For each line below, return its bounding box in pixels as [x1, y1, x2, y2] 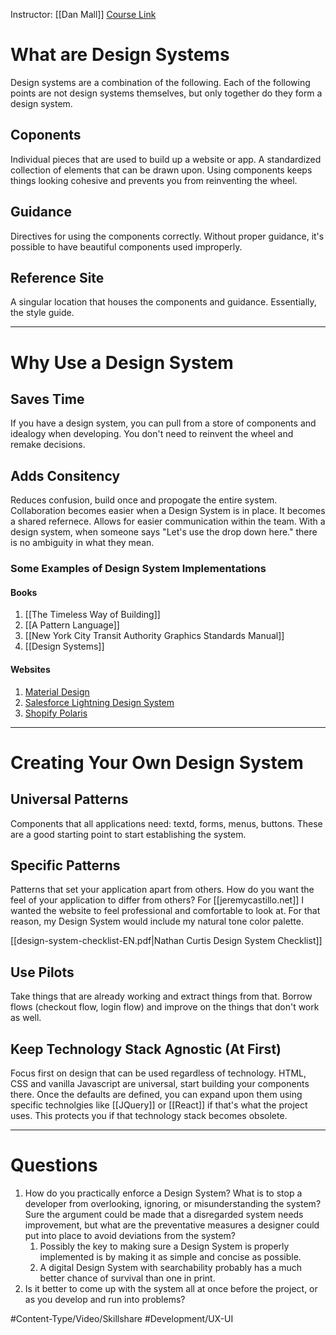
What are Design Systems [10, 44, 230, 66]
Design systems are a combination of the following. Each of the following [10, 76, 311, 88]
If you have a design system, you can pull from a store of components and [10, 417, 317, 429]
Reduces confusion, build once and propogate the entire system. [10, 494, 278, 506]
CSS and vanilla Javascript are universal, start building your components [10, 1077, 310, 1089]
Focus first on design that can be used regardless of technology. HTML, [10, 1067, 307, 1079]
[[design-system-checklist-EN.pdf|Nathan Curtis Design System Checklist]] [10, 935, 323, 947]
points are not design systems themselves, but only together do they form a [10, 87, 323, 99]
